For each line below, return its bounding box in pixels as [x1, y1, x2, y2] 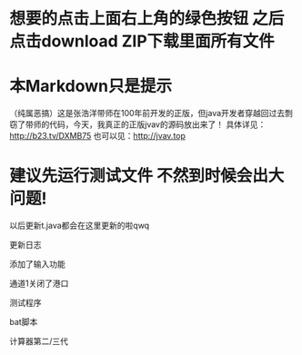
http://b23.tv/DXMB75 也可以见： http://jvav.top [9, 131, 186, 142]
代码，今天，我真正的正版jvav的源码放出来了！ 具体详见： [48, 119, 267, 130]
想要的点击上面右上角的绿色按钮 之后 [9, 8, 285, 29]
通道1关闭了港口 [9, 278, 69, 289]
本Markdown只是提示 [9, 76, 173, 96]
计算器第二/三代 [9, 336, 69, 347]
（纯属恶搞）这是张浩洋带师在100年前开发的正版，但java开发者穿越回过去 [9, 108, 286, 119]
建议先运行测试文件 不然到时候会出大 [9, 165, 285, 186]
